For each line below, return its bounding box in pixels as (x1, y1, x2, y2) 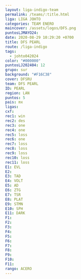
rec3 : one (5, 123, 26, 128)
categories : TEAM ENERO (5, 21, 54, 26)
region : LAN (5, 91, 30, 95)
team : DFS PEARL (5, 81, 39, 86)
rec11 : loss (5, 160, 30, 165)
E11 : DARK (5, 211, 26, 216)
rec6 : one (5, 137, 26, 142)
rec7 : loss (5, 141, 28, 147)
